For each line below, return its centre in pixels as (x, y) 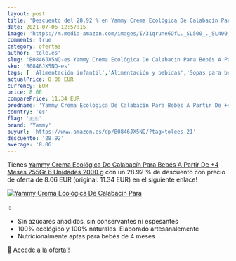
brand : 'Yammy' (29, 125)
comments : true (29, 40)
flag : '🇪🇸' (25, 118)
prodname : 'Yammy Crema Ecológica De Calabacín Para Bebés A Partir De (114, 106)
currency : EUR (28, 86)
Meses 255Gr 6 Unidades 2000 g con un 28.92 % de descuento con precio (117, 172)
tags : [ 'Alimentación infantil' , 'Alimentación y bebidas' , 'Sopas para (114, 72)
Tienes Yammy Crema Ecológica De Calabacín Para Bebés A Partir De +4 (113, 165)
